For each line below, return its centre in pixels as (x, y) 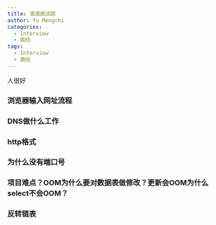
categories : (25, 27)
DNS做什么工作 (33, 121)
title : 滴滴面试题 (32, 14)
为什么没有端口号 (36, 162)
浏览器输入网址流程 (40, 101)
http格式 (22, 141)
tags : (15, 46)
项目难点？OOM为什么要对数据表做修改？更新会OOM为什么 (108, 183)
